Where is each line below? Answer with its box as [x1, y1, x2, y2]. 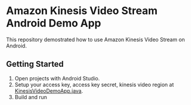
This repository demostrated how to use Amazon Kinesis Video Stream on [6, 36, 185, 43]
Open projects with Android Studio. [14, 74, 100, 82]
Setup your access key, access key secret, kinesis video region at [14, 81, 175, 88]
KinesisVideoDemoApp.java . [14, 87, 83, 94]
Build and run [14, 93, 47, 100]
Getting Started [6, 59, 64, 69]
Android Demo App [6, 16, 102, 30]
